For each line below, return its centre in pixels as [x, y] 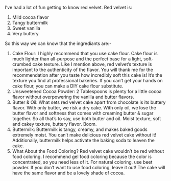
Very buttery [25, 33]
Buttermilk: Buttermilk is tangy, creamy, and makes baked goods [80, 129]
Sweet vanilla [26, 28]
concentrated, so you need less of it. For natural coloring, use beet [82, 162]
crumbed [22, 64]
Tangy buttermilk [30, 23]
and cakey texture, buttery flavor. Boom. [54, 124]
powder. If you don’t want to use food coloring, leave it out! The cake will [89, 167]
